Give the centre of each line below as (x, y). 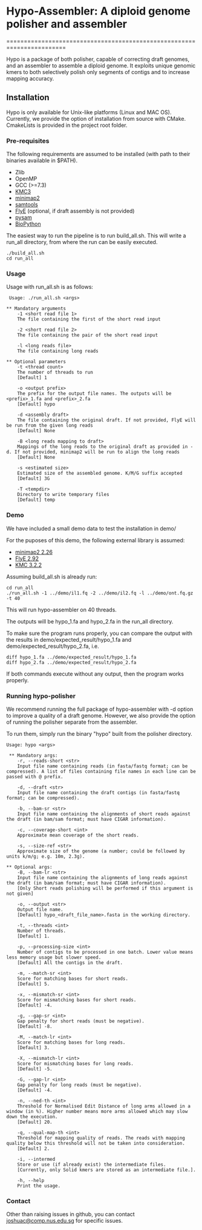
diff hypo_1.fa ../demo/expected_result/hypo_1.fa (71, 657)
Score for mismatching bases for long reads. (76, 1064)
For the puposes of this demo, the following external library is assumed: (96, 540)
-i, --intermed (36, 1159)
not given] (20, 894)
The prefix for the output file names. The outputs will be (94, 394)
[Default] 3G (34, 479)
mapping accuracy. (30, 78)
